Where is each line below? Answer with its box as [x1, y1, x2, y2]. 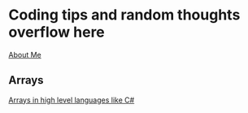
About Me [8, 50, 42, 59]
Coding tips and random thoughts [8, 6, 241, 24]
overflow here [8, 23, 106, 41]
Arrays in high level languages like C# [8, 95, 135, 105]
